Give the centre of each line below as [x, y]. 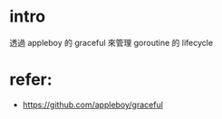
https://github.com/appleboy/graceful [92, 105]
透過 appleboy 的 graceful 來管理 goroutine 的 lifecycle [111, 42]
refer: [31, 80]
